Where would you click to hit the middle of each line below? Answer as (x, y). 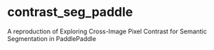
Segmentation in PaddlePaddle (52, 38)
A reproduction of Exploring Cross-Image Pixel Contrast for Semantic (107, 31)
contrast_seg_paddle (70, 12)
